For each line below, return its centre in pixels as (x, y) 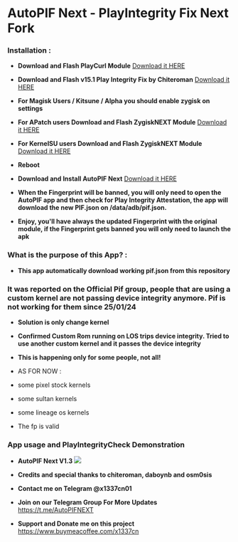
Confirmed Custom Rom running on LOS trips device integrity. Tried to (123, 336)
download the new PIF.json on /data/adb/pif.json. (92, 208)
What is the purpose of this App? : (67, 255)
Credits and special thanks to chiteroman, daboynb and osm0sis (115, 475)
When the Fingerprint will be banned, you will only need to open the (119, 193)
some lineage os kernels (53, 413)
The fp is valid (38, 426)
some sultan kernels (47, 399)
